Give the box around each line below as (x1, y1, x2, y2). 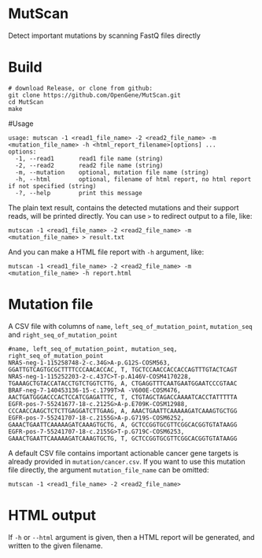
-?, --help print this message (15, 189, 143, 197)
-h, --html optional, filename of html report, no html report (15, 175, 252, 183)
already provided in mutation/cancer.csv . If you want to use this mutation (8, 456, 245, 466)
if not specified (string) (8, 182, 97, 190)
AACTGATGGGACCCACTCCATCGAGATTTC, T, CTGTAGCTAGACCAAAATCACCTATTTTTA (8, 393, 238, 401)
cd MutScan (8, 98, 44, 106)
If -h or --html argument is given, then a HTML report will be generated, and (8, 532, 255, 541)
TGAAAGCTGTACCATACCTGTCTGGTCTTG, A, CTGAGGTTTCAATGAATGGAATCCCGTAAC (8, 379, 238, 387)
